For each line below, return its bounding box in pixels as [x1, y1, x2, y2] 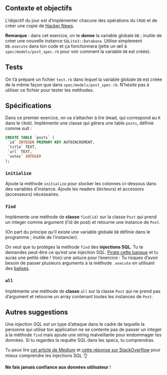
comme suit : [5, 126, 32, 132]
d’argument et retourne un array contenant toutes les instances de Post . [5, 293, 153, 299]
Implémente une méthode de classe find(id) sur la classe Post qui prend [5, 214, 156, 220]
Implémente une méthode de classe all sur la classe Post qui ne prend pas [5, 288, 161, 294]
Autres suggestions [5, 308, 68, 316]
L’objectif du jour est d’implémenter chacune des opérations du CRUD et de [5, 17, 157, 23]
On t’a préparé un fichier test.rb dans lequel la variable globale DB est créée [5, 76, 162, 82]
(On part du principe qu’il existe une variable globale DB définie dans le [5, 229, 150, 235]
